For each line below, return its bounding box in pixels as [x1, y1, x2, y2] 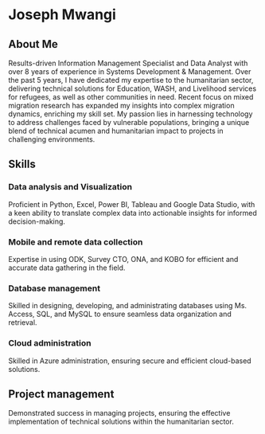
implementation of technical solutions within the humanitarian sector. [8, 416, 235, 427]
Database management [8, 283, 101, 294]
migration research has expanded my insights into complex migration [8, 101, 235, 110]
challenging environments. [8, 135, 95, 144]
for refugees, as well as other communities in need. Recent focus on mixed [8, 92, 254, 101]
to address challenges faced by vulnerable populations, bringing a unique [8, 118, 250, 127]
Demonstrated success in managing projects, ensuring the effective [8, 409, 231, 418]
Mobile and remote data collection [8, 237, 143, 248]
